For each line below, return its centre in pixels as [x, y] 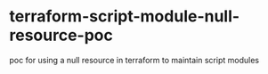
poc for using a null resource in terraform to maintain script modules [134, 60]
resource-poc [61, 35]
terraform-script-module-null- [125, 16]
